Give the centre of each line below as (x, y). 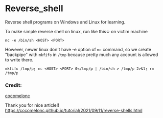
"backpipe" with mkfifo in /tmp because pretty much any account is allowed (81, 55)
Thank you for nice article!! (32, 105)
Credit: (13, 85)
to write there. (19, 59)
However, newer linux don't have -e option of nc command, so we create (78, 49)
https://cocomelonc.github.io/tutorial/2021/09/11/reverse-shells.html (74, 111)
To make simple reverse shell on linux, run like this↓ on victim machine (77, 31)
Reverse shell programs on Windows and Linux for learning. (65, 22)
